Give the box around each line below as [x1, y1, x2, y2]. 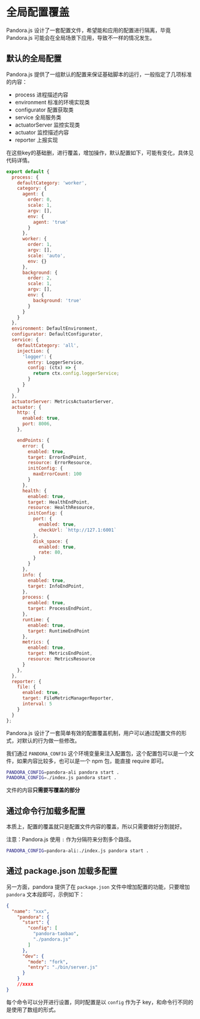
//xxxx [17, 981, 34, 987]
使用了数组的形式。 [11, 1006, 59, 1013]
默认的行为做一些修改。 [22, 737, 80, 744]
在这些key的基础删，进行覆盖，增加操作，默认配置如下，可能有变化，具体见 [6, 149, 194, 156]
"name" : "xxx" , [11, 908, 50, 914]
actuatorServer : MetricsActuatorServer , [11, 399, 114, 405]
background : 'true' [32, 297, 82, 303]
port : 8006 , [22, 421, 52, 427]
